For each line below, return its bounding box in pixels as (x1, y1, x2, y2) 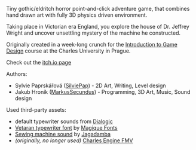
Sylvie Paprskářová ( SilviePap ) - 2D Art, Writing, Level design (14, 82, 166, 89)
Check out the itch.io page (6, 59, 72, 66)
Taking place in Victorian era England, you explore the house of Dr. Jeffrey (6, 23, 189, 30)
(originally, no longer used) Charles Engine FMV (14, 137, 133, 144)
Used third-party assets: (6, 106, 67, 113)
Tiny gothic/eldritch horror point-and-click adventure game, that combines (6, 5, 190, 12)
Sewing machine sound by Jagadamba (14, 131, 111, 137)
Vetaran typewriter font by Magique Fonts (14, 124, 118, 131)
